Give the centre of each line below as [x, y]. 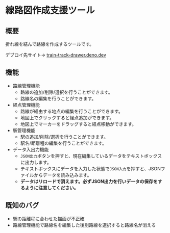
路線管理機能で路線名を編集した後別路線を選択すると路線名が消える [84, 225]
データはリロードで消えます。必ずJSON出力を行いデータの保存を [89, 181]
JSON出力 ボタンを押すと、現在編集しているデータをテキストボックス [91, 156]
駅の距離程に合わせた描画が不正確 [48, 218]
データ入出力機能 [31, 149]
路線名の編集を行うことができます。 [58, 98]
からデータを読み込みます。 [63, 175]
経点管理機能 [26, 105]
